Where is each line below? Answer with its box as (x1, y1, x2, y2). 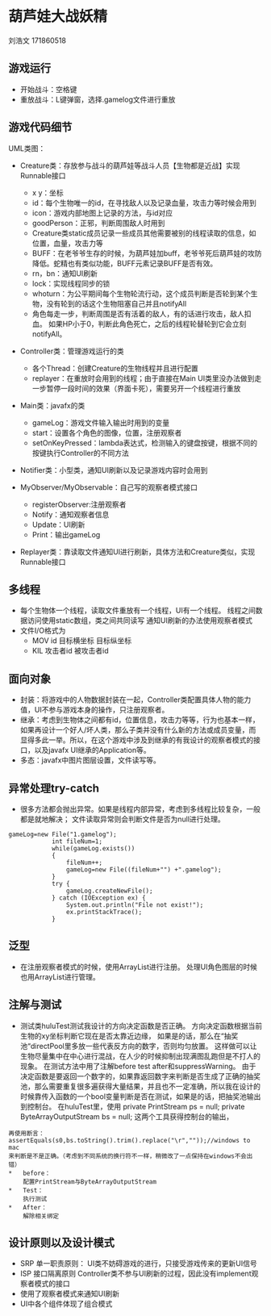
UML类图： (8, 143, 46, 153)
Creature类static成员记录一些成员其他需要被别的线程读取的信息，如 (31, 228, 256, 238)
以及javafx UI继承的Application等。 (34, 746, 151, 755)
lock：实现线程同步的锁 (31, 278, 110, 288)
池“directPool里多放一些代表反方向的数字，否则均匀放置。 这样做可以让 (19, 1041, 257, 1051)
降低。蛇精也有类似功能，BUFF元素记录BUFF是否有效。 (31, 258, 218, 268)
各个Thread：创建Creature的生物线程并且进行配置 (31, 363, 199, 373)
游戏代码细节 (8, 120, 73, 134)
